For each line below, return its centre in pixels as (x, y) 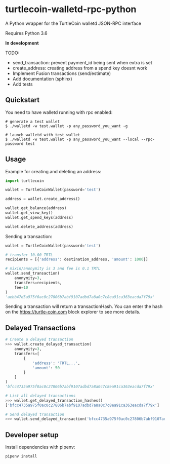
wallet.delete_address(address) (39, 226)
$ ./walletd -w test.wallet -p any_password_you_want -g (67, 126)
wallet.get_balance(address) (36, 208)
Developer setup (32, 435)
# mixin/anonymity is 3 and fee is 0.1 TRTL (53, 269)
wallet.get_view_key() (29, 213)
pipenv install (21, 456)
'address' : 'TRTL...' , (56, 363)
